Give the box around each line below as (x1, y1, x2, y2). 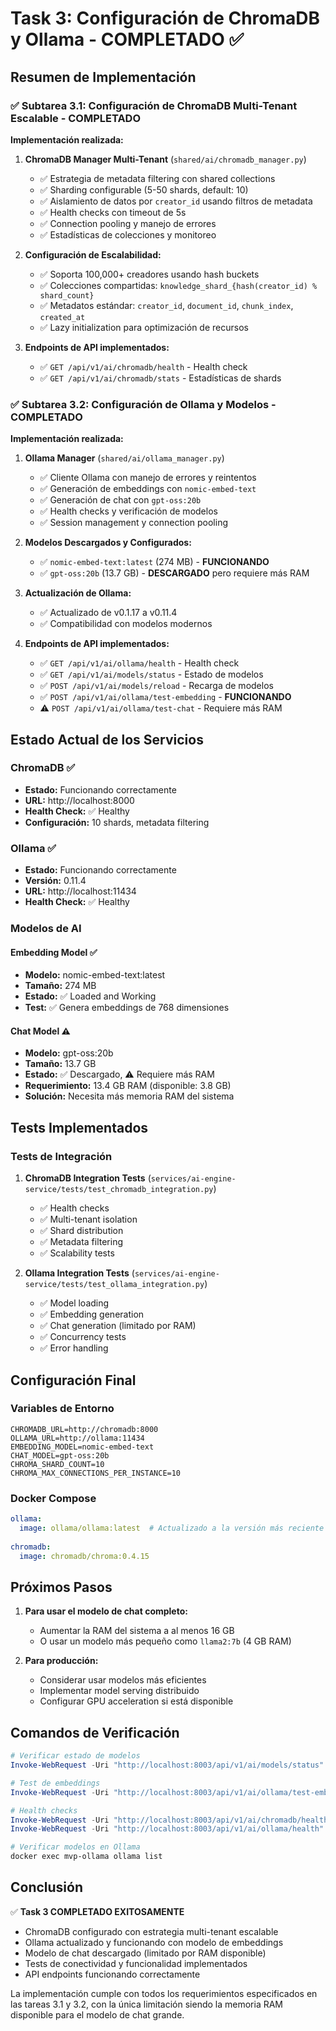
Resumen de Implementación (10, 68, 197, 86)
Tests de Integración (10, 1149, 113, 1163)
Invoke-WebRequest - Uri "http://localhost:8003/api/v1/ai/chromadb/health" (10, 1815, 333, 1825)
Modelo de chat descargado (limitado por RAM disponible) (24, 1947, 267, 1959)
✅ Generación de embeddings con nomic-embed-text (39, 483, 257, 495)
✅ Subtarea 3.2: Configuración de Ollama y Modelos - (10, 397, 277, 411)
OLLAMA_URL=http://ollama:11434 (10, 1433, 145, 1443)
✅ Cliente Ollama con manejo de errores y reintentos (39, 472, 257, 484)
